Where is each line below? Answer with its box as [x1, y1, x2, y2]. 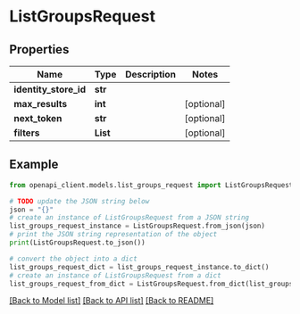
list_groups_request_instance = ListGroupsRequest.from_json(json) [9, 221, 266, 231]
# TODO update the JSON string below [9, 196, 150, 206]
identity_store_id [13, 83, 87, 95]
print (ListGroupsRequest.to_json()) [9, 238, 146, 247]
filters [13, 127, 40, 139]
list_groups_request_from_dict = [9, 279, 134, 288]
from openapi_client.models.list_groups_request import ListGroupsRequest [9, 180, 294, 189]
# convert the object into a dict [9, 254, 138, 263]
